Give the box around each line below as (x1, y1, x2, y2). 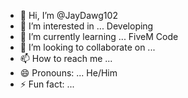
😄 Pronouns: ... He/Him (19, 67, 118, 79)
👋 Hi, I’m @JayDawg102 (19, 10, 118, 21)
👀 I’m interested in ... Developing (19, 20, 154, 32)
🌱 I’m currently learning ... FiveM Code (19, 31, 179, 42)
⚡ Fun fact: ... (19, 78, 75, 90)
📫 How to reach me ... (19, 53, 113, 64)
